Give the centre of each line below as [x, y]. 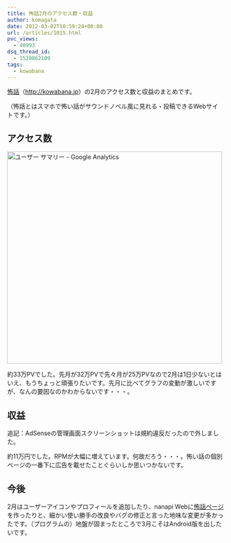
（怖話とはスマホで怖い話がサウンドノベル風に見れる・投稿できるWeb [107, 106]
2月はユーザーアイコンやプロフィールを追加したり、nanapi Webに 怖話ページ [115, 507]
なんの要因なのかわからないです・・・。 [76, 392]
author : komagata [32, 20]
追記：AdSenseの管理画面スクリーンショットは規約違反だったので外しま [110, 433]
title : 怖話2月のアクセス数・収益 [50, 13]
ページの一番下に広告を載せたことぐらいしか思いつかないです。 [97, 465]
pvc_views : [23, 39]
